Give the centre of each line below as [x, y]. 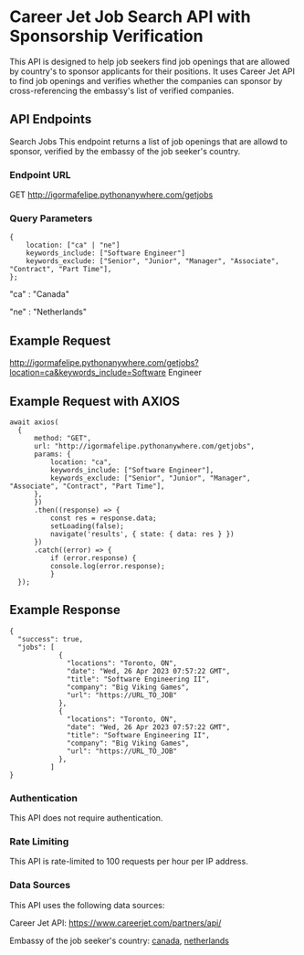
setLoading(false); [87, 526]
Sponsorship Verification [106, 36]
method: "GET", [63, 438]
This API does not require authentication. [86, 818]
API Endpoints [51, 119]
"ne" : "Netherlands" [48, 312]
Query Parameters [51, 218]
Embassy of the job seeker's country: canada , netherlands [120, 940]
